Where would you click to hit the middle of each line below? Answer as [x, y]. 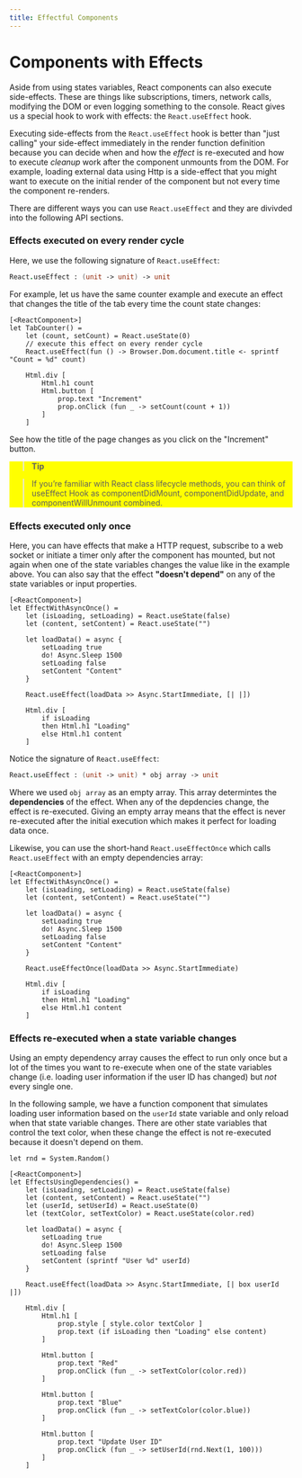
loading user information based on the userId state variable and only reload [149, 1114]
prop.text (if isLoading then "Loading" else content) [162, 1332]
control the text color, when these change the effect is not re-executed [140, 1133]
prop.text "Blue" [90, 1403]
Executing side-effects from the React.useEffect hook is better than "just [145, 133]
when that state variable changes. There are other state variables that [138, 1123]
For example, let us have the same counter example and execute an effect [146, 294]
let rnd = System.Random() [60, 1159]
